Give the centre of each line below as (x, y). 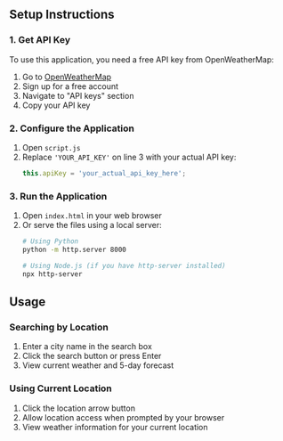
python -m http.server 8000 (74, 250)
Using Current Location (61, 388)
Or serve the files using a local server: (92, 225)
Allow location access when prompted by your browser (123, 417)
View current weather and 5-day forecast (98, 365)
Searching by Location (59, 327)
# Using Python (50, 241)
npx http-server (52, 274)
